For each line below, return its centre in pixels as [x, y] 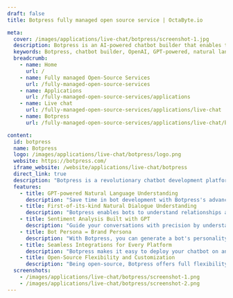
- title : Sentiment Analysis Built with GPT [85, 219]
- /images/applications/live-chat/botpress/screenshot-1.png [110, 277]
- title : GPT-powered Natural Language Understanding [99, 193]
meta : [15, 33]
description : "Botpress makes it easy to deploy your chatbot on [122, 251]
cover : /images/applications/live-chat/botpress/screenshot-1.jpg [111, 39]
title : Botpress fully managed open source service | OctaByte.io [105, 20]
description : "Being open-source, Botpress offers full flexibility [127, 264]
